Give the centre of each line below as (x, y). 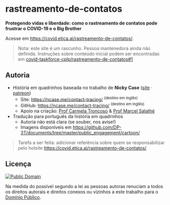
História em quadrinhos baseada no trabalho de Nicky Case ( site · (82, 87)
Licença (18, 164)
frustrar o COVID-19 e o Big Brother (44, 28)
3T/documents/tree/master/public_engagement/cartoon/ (80, 133)
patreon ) (22, 93)
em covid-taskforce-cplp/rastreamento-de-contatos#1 (75, 59)
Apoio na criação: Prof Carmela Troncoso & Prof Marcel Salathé (88, 111)
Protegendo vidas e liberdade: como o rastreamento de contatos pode (81, 23)
